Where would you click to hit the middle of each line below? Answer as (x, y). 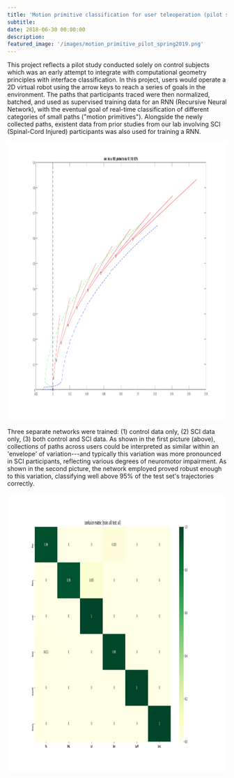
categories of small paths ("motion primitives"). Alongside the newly (105, 117)
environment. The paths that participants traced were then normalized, (109, 95)
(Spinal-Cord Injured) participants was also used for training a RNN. (104, 132)
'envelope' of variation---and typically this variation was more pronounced (114, 454)
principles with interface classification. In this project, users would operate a (117, 80)
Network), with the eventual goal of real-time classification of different (108, 110)
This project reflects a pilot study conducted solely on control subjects (109, 65)
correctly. (21, 484)
